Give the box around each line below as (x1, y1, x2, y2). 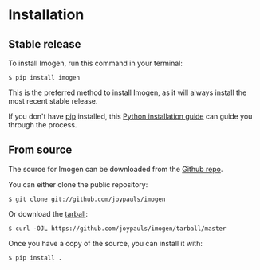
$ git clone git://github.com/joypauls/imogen (8, 195, 166, 203)
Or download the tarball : (8, 209, 89, 218)
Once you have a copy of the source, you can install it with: (8, 238, 203, 248)
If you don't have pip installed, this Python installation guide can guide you (8, 112, 253, 121)
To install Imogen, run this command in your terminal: (8, 58, 183, 68)
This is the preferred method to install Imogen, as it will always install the (8, 88, 247, 97)
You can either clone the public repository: (8, 179, 148, 189)
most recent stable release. (8, 96, 98, 105)
